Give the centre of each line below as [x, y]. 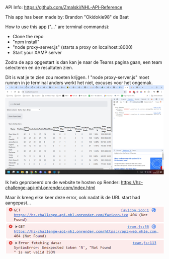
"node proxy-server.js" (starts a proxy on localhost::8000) [73, 47]
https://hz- [132, 182]
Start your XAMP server [37, 53]
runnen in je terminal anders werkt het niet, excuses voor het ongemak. [79, 83]
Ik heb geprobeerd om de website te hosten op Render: [62, 182]
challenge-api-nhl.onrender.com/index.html [50, 188]
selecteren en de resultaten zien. [39, 68]
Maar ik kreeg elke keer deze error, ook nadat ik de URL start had [73, 197]
